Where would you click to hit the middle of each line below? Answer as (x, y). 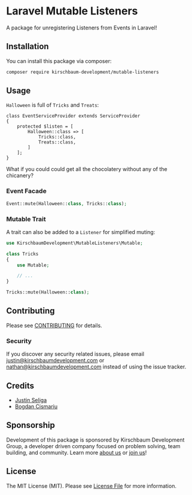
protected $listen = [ (45, 127)
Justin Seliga (31, 400)
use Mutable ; (33, 265)
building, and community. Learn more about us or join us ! (77, 452)
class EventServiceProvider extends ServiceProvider (73, 116)
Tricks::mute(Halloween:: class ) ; (48, 292)
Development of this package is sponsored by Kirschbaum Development (95, 440)
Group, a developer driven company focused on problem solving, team (93, 446)
